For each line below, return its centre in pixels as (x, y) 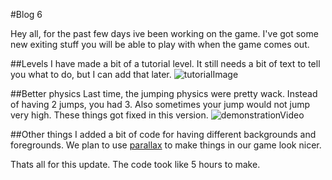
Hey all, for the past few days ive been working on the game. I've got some (164, 33)
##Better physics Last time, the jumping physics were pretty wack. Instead (164, 93)
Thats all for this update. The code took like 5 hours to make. (135, 164)
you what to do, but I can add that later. (91, 74)
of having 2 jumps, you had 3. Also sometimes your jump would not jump (160, 104)
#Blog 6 (26, 14)
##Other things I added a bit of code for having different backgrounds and (163, 134)
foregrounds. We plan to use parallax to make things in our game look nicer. (166, 145)
